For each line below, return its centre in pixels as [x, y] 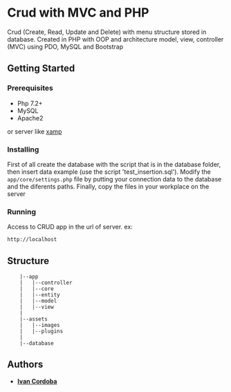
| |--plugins [41, 331]
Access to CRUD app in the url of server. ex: [70, 227]
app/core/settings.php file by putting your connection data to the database [114, 179]
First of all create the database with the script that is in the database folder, [114, 164]
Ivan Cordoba [37, 381]
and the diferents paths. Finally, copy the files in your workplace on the [108, 186]
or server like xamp [35, 131]
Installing [23, 149]
